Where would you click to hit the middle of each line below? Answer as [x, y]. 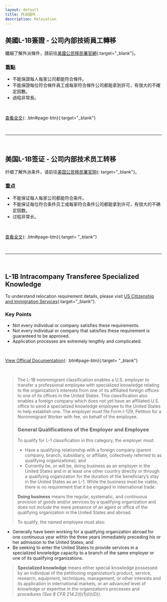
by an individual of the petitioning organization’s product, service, [84, 573]
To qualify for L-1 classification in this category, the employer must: [86, 440]
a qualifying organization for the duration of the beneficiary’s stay [92, 476]
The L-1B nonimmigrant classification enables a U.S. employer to [83, 380]
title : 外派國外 [20, 14]
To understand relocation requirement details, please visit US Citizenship [80, 296]
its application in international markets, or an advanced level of [82, 584]
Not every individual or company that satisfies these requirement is [81, 331]
